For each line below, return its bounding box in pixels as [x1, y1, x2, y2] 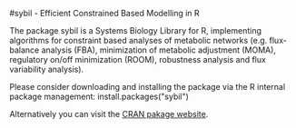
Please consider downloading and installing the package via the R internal [9, 82, 286, 92]
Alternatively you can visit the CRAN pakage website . [9, 109, 209, 119]
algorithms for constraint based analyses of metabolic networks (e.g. [9, 35, 268, 45]
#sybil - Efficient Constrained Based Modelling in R [9, 8, 200, 18]
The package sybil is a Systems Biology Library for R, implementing [9, 25, 261, 35]
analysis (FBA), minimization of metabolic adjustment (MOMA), [41, 44, 277, 55]
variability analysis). [9, 64, 84, 74]
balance [9, 44, 40, 55]
